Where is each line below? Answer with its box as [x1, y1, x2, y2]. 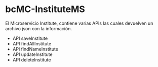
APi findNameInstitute [12, 46, 58, 52]
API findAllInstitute [12, 40, 52, 46]
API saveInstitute [12, 35, 48, 41]
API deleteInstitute [12, 56, 51, 62]
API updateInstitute [12, 51, 53, 57]
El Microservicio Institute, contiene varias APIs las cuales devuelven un [5, 20, 153, 26]
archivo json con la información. [5, 25, 72, 31]
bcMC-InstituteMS [5, 4, 85, 15]
